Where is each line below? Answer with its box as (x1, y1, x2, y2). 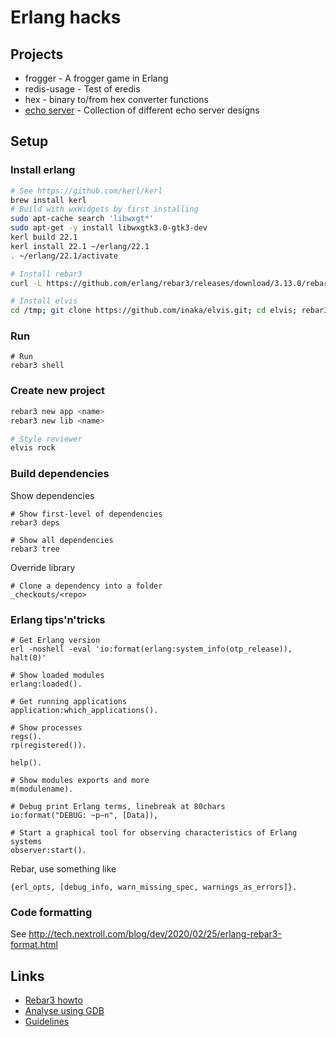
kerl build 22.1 (10, 232, 78, 243)
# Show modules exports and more (10, 775, 150, 785)
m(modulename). (10, 784, 74, 794)
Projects (10, 46, 64, 63)
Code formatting (10, 905, 93, 919)
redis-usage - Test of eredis (24, 83, 141, 95)
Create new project (10, 384, 106, 398)
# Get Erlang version (10, 635, 101, 645)
